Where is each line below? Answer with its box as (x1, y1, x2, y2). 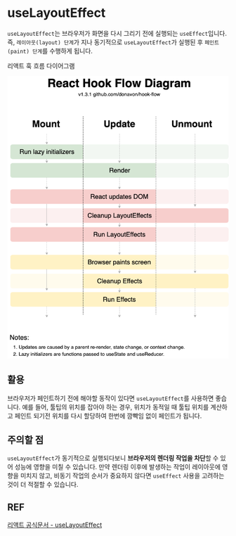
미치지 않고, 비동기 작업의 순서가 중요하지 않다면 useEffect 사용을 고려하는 (20, 471, 225, 480)
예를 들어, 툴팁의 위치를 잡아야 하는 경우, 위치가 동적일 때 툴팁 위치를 (22, 402, 209, 411)
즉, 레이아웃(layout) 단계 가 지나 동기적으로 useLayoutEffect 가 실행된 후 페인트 (7, 37, 220, 46)
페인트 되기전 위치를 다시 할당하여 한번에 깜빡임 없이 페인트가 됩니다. (14, 411, 202, 420)
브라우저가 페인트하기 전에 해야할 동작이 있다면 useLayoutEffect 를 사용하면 (7, 394, 214, 402)
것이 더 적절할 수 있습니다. (7, 480, 79, 489)
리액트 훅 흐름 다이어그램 (7, 61, 75, 70)
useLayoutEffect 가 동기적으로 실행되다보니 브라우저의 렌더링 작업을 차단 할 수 (7, 454, 219, 462)
